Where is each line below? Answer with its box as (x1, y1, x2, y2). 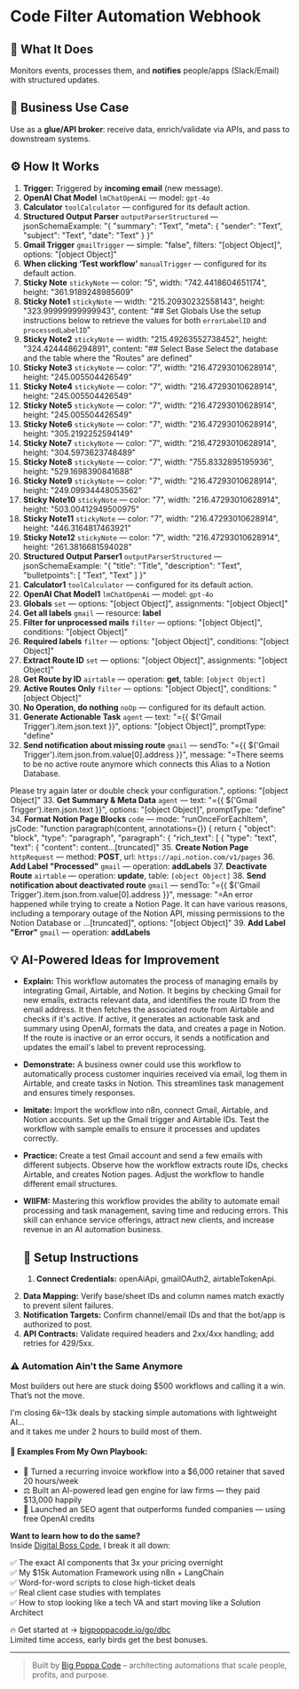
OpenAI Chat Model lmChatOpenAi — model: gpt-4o (22, 192, 210, 203)
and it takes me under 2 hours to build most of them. (10, 1426, 202, 1437)
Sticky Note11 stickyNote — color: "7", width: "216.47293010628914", (22, 513, 279, 523)
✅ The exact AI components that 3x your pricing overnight (10, 1557, 224, 1567)
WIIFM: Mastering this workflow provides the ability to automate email (22, 1196, 280, 1207)
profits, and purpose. (31, 1669, 109, 1680)
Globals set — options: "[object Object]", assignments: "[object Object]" (22, 598, 288, 609)
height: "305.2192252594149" (22, 428, 134, 439)
